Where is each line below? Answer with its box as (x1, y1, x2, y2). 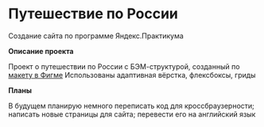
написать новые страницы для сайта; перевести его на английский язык (8, 109, 256, 119)
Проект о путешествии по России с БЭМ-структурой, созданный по (8, 61, 240, 71)
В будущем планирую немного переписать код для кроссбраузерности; (8, 101, 254, 110)
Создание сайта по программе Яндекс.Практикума (8, 31, 184, 40)
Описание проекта (8, 46, 74, 56)
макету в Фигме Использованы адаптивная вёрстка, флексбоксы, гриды (8, 70, 256, 79)
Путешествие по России (8, 5, 179, 23)
